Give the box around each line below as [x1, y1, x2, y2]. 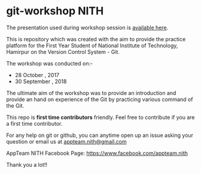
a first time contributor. [6, 120, 63, 127]
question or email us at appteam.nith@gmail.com [6, 138, 127, 145]
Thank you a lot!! [6, 161, 48, 168]
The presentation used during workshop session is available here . [6, 24, 169, 31]
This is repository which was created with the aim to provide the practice [6, 35, 186, 42]
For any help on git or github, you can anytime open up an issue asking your [6, 132, 193, 139]
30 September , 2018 [14, 78, 67, 85]
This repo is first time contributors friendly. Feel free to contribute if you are [6, 114, 195, 121]
